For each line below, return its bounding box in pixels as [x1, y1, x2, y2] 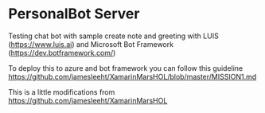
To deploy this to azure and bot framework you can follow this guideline [8, 63, 244, 72]
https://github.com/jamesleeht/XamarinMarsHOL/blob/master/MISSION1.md [8, 72, 257, 81]
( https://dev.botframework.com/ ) [8, 48, 116, 57]
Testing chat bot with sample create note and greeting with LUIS [8, 31, 219, 41]
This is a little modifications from [8, 87, 115, 96]
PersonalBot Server [8, 5, 140, 23]
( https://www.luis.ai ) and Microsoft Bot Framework [8, 39, 173, 49]
